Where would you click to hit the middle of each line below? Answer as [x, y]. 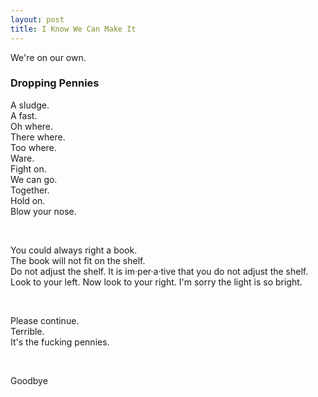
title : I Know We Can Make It [73, 29]
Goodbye [29, 380]
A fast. [24, 115]
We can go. [34, 179]
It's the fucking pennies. [60, 342]
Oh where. [32, 126]
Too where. [33, 147]
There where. [38, 137]
